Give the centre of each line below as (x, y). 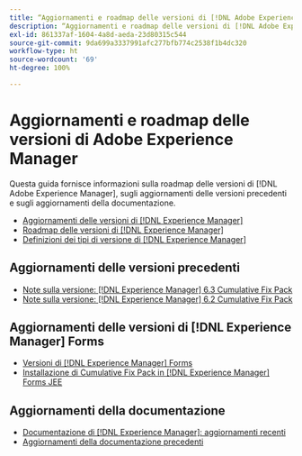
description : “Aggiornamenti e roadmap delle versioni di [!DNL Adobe (144, 26)
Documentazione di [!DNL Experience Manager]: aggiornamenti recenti (154, 433)
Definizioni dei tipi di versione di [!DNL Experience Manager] (134, 239)
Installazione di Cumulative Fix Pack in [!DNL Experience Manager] (146, 373)
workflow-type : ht (44, 51)
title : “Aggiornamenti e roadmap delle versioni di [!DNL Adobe (132, 18)
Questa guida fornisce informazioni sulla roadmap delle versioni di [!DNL (143, 183)
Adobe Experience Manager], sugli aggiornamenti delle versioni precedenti (148, 193)
